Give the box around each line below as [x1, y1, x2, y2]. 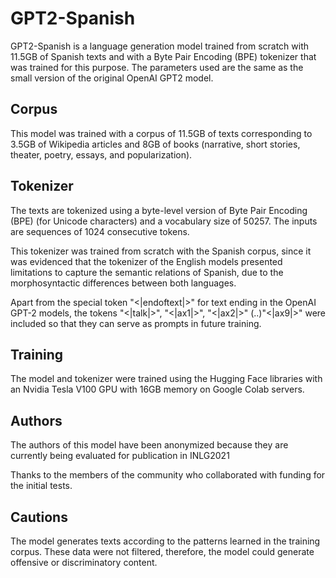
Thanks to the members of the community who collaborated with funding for [10, 469, 326, 481]
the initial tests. [10, 480, 73, 492]
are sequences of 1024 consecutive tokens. [10, 225, 190, 237]
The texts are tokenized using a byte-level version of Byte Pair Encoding [10, 204, 308, 216]
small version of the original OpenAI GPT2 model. [10, 72, 214, 84]
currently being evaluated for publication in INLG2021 [10, 450, 230, 462]
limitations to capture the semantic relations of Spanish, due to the [10, 266, 284, 278]
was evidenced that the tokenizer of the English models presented [10, 255, 283, 267]
